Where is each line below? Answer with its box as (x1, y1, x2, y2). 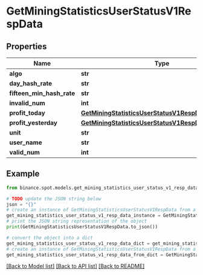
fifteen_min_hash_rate (9, 89, 76, 98)
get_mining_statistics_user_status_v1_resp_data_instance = (6, 213, 161, 219)
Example (6, 168, 40, 179)
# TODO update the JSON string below (6, 196, 101, 202)
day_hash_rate (9, 79, 53, 87)
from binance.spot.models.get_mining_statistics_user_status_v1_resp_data (6, 185, 199, 191)
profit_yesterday (9, 119, 57, 127)
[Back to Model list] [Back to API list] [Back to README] (6, 262, 145, 270)
